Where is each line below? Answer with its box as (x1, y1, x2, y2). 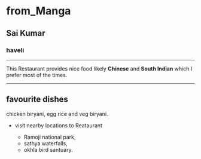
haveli (6, 46, 25, 54)
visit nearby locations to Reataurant (14, 121, 103, 129)
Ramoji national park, (23, 133, 76, 140)
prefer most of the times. (6, 71, 68, 78)
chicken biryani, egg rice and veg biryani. (6, 110, 109, 117)
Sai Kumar (6, 28, 45, 38)
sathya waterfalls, (23, 139, 68, 147)
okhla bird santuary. (23, 146, 73, 153)
